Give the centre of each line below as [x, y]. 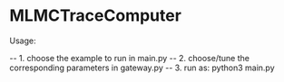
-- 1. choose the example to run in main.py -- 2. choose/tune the [129, 58]
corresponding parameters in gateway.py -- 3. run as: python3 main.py [142, 68]
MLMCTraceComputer [95, 16]
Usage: [23, 41]
